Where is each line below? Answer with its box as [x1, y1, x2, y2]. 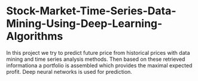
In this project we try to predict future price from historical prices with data [6, 49, 190, 56]
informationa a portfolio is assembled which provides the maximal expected [6, 61, 193, 69]
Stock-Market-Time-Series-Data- [6, 4, 176, 18]
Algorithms [6, 30, 63, 43]
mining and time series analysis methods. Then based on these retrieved [6, 55, 185, 63]
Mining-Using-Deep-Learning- [6, 17, 163, 30]
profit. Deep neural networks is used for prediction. [6, 68, 133, 75]
